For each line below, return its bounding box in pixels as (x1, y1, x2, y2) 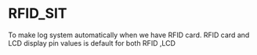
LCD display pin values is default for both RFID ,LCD (8, 38, 176, 47)
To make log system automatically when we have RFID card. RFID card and (8, 30, 250, 40)
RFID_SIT (8, 5, 68, 22)
